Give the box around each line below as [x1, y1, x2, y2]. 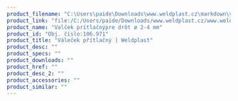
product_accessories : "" [6, 76, 80, 84]
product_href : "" [6, 63, 58, 70]
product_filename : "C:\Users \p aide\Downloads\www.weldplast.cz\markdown [6, 10, 227, 18]
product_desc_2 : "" [6, 70, 65, 77]
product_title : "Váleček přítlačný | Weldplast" [6, 37, 153, 44]
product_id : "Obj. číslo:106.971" [6, 30, 109, 38]
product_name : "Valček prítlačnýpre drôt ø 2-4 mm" [6, 23, 163, 31]
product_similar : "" [6, 83, 68, 90]
